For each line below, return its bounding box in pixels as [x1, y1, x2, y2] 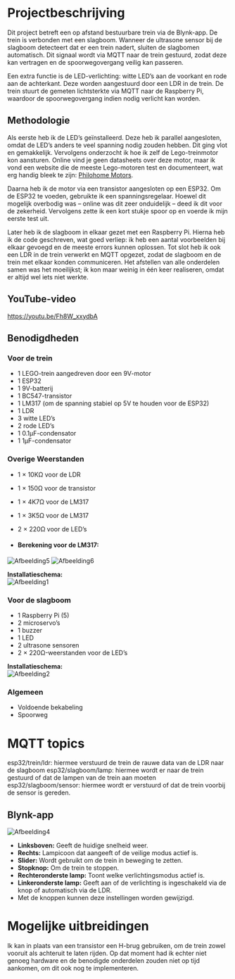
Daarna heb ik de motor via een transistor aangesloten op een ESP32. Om [7, 184, 222, 193]
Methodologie [7, 115, 70, 127]
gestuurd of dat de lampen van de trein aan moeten [7, 773, 156, 782]
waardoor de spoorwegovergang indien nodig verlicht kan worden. [7, 94, 201, 103]
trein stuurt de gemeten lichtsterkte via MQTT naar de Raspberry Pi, [7, 87, 204, 95]
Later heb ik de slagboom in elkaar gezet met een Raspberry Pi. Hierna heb [7, 227, 225, 236]
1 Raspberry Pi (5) [17, 611, 70, 620]
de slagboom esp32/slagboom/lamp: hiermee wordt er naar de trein [7, 766, 204, 775]
